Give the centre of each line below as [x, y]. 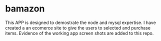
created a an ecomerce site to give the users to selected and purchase [78, 27]
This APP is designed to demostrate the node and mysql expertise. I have [80, 22]
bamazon [25, 9]
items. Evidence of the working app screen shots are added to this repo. [79, 33]
